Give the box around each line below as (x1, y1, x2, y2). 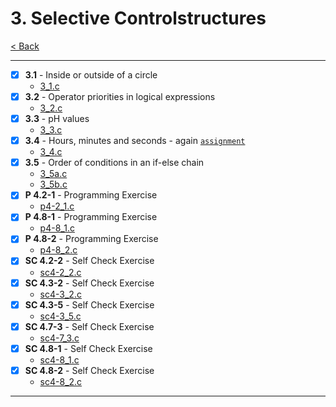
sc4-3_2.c (39, 288, 82, 300)
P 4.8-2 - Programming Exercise (24, 233, 159, 245)
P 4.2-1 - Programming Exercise (24, 189, 158, 201)
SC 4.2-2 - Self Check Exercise (24, 255, 155, 267)
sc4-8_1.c (39, 353, 80, 366)
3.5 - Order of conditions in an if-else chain (24, 157, 205, 169)
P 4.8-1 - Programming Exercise (24, 211, 158, 223)
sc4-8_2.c (39, 375, 83, 387)
